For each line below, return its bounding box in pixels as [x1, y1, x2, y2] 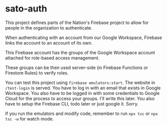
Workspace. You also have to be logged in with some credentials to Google [5, 90, 160, 96]
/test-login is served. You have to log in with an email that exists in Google [5, 84, 161, 90]
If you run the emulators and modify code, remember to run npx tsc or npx [5, 110, 158, 116]
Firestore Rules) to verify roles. [5, 69, 69, 75]
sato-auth [5, 3, 47, 14]
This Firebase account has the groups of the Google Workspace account [5, 49, 155, 55]
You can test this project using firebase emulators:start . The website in [5, 79, 155, 85]
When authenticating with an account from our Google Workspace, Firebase [5, 34, 162, 40]
